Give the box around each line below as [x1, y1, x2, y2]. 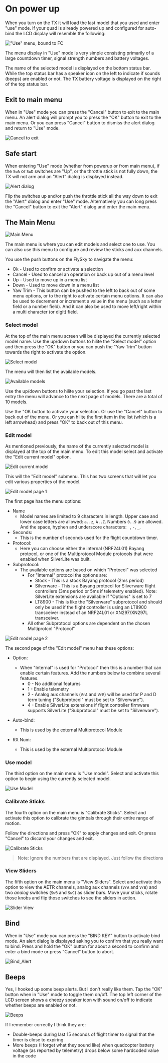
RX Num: [12, 736, 31, 742]
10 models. [5, 399, 28, 405]
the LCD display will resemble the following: [15, 30, 106, 36]
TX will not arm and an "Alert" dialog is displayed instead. [5, 173, 124, 179]
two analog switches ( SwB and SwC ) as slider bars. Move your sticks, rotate [5, 889, 158, 895]
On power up [5, 3, 60, 15]
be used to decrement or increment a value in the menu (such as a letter [12, 298, 162, 305]
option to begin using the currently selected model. [5, 776, 111, 782]
